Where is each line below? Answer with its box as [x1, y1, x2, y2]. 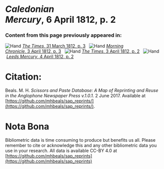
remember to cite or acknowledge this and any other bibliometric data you [5, 143, 157, 149]
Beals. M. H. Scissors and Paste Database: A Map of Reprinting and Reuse [5, 87, 159, 93]
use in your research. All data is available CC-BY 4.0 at [5, 148, 117, 154]
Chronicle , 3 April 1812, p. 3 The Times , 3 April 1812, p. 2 [5, 48, 140, 54]
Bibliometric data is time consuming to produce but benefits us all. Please [5, 137, 156, 143]
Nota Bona [5, 121, 50, 132]
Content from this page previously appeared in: [5, 32, 122, 39]
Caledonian [5, 3, 55, 15]
